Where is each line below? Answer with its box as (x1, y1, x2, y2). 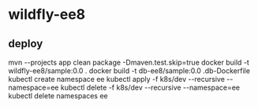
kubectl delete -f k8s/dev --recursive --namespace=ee (60, 83, 241, 92)
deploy (8, 37, 43, 50)
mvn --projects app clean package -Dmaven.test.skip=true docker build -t (8, 57, 250, 67)
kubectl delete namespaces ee (8, 91, 108, 100)
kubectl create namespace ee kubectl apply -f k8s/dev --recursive (8, 75, 225, 83)
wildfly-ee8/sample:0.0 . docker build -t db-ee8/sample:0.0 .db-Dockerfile (8, 66, 251, 76)
